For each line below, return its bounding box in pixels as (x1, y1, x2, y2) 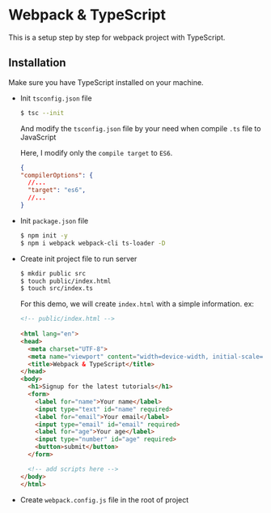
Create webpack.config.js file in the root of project (19, 494, 189, 504)
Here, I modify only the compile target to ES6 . (19, 147, 173, 157)
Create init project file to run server (19, 254, 138, 263)
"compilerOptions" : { (19, 171, 94, 179)
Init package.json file (19, 216, 89, 225)
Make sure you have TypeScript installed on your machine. (8, 77, 204, 87)
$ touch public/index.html (19, 277, 112, 285)
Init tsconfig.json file (19, 93, 92, 103)
